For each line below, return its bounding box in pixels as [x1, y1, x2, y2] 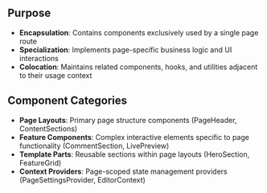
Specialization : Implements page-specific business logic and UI [18, 44, 232, 55]
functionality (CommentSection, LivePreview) [18, 141, 170, 150]
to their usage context [18, 70, 92, 80]
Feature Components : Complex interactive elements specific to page [18, 132, 250, 142]
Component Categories [7, 94, 128, 108]
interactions [18, 53, 60, 63]
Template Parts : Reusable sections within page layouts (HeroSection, [18, 149, 250, 159]
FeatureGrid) [18, 158, 62, 167]
